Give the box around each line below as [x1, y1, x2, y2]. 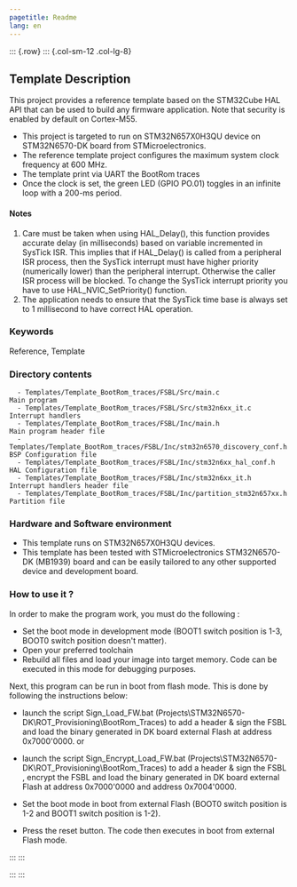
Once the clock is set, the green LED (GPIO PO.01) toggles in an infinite [21, 179, 281, 189]
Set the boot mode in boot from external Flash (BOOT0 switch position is [21, 798, 287, 809]
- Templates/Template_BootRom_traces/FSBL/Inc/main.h [17, 420, 220, 428]
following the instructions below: [9, 690, 129, 700]
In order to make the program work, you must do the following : [9, 608, 240, 619]
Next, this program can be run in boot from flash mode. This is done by [9, 681, 269, 691]
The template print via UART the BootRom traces [21, 169, 200, 180]
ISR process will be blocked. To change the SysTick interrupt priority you [21, 275, 288, 285]
